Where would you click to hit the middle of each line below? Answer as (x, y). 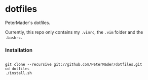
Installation (19, 50)
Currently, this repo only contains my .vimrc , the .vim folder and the (74, 32)
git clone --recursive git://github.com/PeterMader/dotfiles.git (74, 65)
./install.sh (18, 73)
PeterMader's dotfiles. (28, 23)
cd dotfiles (17, 69)
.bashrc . (14, 37)
